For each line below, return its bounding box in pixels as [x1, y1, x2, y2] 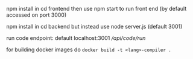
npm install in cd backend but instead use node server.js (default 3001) [6, 23, 183, 30]
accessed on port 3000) [6, 11, 67, 18]
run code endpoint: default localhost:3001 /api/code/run [6, 35, 146, 41]
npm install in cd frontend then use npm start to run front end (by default [6, 5, 187, 12]
